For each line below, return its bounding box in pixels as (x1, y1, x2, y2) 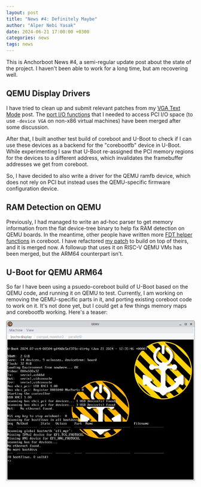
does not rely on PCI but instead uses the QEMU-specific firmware (6, 179, 170, 186)
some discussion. (6, 123, 50, 131)
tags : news (6, 41, 33, 47)
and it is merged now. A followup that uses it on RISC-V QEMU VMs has (6, 243, 182, 251)
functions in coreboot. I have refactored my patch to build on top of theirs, (6, 237, 189, 244)
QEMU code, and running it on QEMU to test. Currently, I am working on (6, 289, 184, 297)
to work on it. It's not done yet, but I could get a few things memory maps (6, 303, 187, 310)
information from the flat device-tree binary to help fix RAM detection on (6, 225, 185, 232)
